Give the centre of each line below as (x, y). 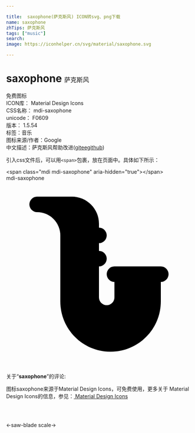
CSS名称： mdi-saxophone (39, 110)
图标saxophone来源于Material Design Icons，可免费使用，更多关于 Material (98, 389)
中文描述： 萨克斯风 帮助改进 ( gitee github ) (55, 147)
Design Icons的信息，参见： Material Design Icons (67, 396)
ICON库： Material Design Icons (45, 103)
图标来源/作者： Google (34, 140)
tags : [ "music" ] (26, 33)
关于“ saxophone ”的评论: (36, 376)
